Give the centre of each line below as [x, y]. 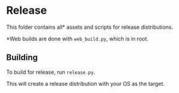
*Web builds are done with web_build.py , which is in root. [77, 38]
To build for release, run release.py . [51, 72]
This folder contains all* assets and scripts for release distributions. [90, 27]
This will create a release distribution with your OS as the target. [86, 83]
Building [22, 58]
